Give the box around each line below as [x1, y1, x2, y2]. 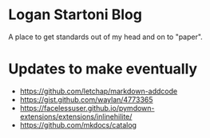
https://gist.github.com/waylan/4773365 [19, 94, 153, 104]
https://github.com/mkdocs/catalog [19, 120, 137, 129]
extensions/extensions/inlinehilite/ [19, 112, 133, 121]
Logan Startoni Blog [8, 6, 142, 24]
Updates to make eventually [8, 60, 198, 78]
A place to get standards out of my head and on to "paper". [8, 32, 204, 41]
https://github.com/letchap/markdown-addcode [19, 86, 178, 96]
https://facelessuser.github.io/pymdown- [19, 103, 155, 112]
